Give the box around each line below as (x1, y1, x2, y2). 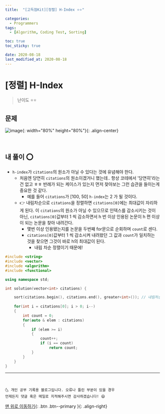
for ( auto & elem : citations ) (23, 318, 84, 323)
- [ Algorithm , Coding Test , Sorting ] (9, 30, 87, 35)
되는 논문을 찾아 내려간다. (25, 220, 74, 226)
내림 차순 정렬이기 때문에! (34, 245, 83, 251)
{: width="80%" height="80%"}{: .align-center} (22, 128, 119, 134)
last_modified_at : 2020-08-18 (5, 57, 67, 62)
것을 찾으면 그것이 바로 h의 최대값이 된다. (27, 238, 106, 244)
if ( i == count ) (40, 341, 74, 346)
